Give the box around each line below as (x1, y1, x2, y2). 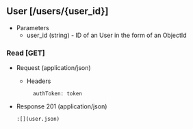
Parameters (16, 23, 49, 32)
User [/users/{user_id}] (6, 5, 109, 17)
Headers (26, 77, 51, 85)
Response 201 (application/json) (16, 102, 107, 110)
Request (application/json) (16, 64, 91, 72)
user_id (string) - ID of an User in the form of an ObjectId (26, 31, 187, 39)
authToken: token (32, 91, 83, 97)
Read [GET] (6, 48, 45, 58)
